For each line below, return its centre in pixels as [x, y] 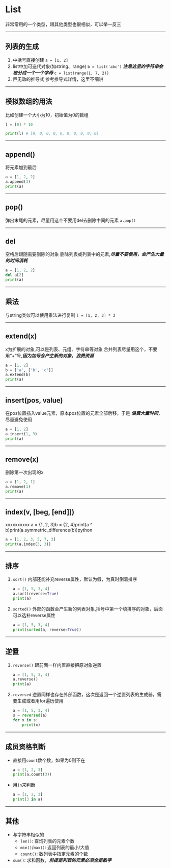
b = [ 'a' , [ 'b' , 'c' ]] [29, 370]
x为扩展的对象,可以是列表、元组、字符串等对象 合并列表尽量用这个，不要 [81, 349]
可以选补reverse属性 [34, 615]
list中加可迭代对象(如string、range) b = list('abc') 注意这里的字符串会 [88, 66]
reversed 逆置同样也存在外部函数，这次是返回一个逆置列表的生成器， [85, 695]
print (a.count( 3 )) [32, 775]
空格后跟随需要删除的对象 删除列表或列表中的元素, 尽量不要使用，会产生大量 [84, 254]
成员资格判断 [25, 747]
